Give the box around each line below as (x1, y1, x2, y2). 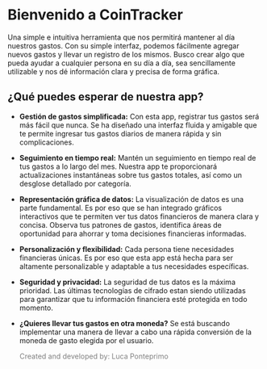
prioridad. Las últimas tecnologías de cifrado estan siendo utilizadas (19, 285, 247, 296)
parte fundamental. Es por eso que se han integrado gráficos (19, 203, 223, 212)
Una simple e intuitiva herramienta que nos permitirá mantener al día (7, 32, 236, 42)
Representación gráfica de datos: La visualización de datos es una (19, 194, 244, 203)
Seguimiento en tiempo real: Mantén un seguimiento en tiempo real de (19, 153, 257, 162)
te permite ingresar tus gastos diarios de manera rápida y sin (19, 128, 222, 138)
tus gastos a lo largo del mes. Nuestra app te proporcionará (19, 161, 218, 171)
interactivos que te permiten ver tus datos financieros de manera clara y (19, 212, 260, 221)
